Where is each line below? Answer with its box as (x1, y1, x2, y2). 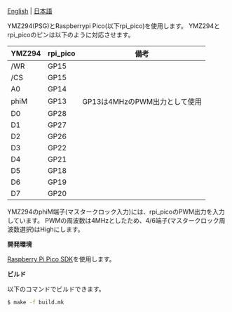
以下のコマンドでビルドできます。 (7, 285, 105, 293)
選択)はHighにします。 (19, 225, 84, 233)
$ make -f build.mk (7, 299, 64, 306)
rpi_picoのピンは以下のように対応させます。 (7, 31, 135, 39)
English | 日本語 (7, 7, 53, 15)
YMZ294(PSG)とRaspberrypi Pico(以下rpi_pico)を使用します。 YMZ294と (7, 22, 221, 30)
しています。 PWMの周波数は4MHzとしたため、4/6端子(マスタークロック (7, 216, 219, 224)
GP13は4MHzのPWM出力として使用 (82, 97, 202, 106)
